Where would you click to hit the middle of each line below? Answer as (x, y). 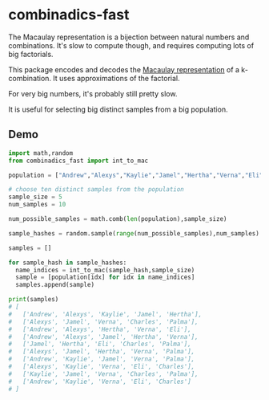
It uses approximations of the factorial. (116, 78)
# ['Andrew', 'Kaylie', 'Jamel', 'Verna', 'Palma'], (102, 359)
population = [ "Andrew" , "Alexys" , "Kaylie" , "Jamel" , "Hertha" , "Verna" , (127, 175)
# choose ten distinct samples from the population (96, 190)
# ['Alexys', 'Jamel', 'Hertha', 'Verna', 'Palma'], (102, 352)
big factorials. (31, 54)
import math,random (41, 153)
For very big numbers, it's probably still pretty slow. (93, 93)
